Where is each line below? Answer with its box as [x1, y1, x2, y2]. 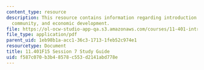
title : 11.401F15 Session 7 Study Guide [6, 49, 110, 55]
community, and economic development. [12, 20, 110, 26]
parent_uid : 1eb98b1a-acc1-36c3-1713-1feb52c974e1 [6, 37, 137, 43]
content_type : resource [6, 9, 67, 15]
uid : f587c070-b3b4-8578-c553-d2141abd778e [6, 54, 118, 60]
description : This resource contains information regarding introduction [6, 15, 197, 21]
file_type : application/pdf [6, 32, 78, 38]
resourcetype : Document [6, 43, 67, 49]
